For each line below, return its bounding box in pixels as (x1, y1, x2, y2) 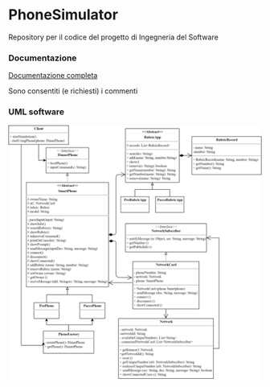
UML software (8, 106, 65, 117)
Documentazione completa (8, 71, 98, 80)
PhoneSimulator (8, 6, 119, 24)
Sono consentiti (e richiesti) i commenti (8, 86, 138, 96)
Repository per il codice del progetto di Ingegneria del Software (8, 32, 219, 42)
